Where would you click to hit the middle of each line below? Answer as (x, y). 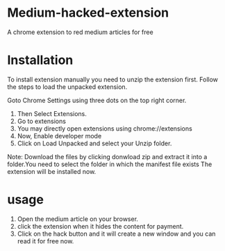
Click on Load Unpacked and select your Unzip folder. (94, 143)
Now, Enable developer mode (59, 136)
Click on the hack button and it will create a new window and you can (116, 234)
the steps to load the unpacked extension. (67, 87)
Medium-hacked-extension (88, 13)
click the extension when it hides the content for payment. (100, 226)
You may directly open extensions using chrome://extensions (105, 128)
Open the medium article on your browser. (78, 219)
